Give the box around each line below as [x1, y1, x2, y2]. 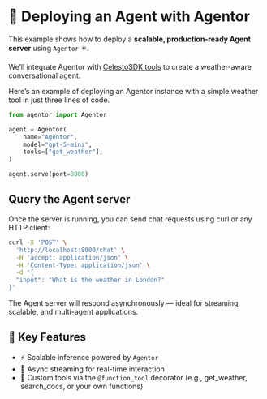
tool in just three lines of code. [8, 95, 110, 105]
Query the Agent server [8, 192, 131, 206]
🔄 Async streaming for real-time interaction [19, 364, 165, 374]
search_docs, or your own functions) [19, 381, 144, 391]
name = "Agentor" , [23, 133, 79, 141]
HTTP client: [8, 222, 50, 232]
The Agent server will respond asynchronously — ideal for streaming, [8, 298, 241, 307]
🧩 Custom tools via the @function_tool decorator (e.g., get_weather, [19, 372, 248, 382]
